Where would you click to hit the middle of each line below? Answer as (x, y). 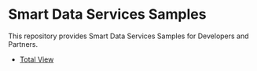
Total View (37, 59)
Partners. (23, 44)
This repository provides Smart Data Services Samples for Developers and (128, 36)
